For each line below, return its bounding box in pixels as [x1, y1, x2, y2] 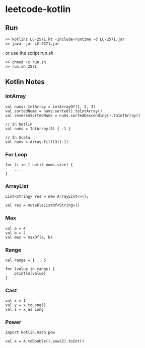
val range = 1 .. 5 [5, 258, 46, 263]
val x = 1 [5, 298, 26, 303]
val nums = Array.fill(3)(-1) [5, 139, 69, 144]
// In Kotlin [5, 122, 33, 127]
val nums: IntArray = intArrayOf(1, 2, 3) [5, 104, 96, 109]
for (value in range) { [5, 266, 55, 272]
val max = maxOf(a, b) [5, 235, 53, 240]
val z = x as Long [5, 307, 44, 312]
